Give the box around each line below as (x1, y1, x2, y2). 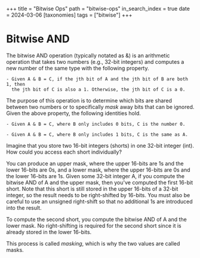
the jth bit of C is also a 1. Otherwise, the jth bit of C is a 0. (11, 86, 186, 92)
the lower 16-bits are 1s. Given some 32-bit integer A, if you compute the (6, 172, 185, 179)
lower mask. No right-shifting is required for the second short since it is (6, 222, 181, 229)
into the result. (6, 204, 42, 211)
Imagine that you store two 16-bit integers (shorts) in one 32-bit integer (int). (6, 142, 194, 149)
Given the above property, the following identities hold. (6, 110, 141, 117)
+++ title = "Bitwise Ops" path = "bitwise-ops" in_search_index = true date (6, 5, 190, 12)
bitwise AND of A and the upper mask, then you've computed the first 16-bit (6, 179, 193, 186)
